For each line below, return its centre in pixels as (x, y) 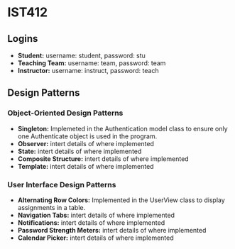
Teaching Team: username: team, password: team (92, 63)
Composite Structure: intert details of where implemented (103, 159)
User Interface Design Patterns (62, 184)
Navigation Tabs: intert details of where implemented (96, 215)
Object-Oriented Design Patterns (65, 113)
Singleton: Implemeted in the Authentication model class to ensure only (123, 128)
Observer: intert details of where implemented (86, 143)
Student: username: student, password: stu (81, 55)
